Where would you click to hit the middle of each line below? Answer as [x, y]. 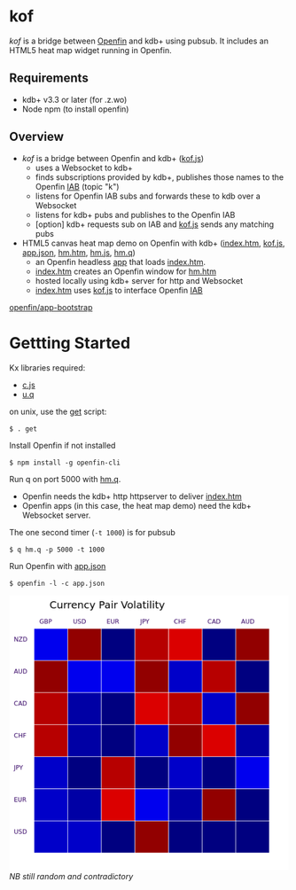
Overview [37, 137]
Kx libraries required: [47, 367]
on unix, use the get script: [58, 411]
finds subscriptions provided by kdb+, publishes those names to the [160, 177]
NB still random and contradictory [71, 877]
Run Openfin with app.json [58, 566]
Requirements [49, 78]
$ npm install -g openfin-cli [65, 463]
